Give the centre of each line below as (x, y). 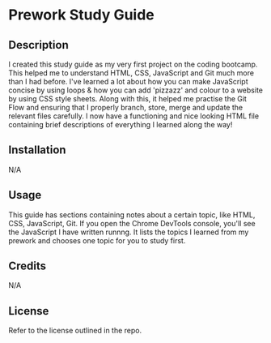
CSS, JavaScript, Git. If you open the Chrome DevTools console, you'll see (132, 223)
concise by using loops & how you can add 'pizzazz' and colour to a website (135, 90)
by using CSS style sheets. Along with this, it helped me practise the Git (127, 99)
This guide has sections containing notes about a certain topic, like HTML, (132, 214)
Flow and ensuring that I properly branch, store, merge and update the (126, 107)
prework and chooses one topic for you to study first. (97, 240)
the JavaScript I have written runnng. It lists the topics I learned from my (129, 232)
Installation (37, 150)
